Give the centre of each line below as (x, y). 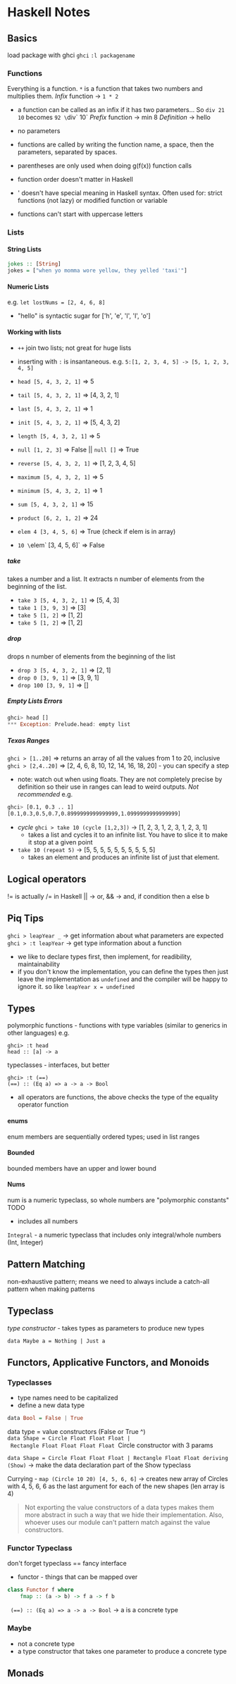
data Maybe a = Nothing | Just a (56, 1341)
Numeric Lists (28, 287)
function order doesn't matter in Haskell (75, 180)
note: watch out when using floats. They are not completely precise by (120, 780)
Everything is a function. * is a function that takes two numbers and (105, 89)
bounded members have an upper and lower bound (82, 1168)
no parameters (39, 131)
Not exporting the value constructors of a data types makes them (119, 1507)
